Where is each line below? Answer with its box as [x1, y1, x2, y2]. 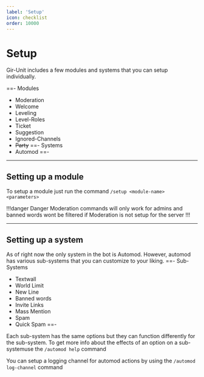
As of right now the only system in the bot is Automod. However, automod [6, 251, 191, 258]
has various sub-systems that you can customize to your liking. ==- [6, 257, 175, 265]
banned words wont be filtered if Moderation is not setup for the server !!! [6, 211, 191, 219]
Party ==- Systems [15, 142, 63, 149]
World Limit [15, 282, 44, 289]
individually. [6, 73, 36, 80]
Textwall [15, 275, 36, 283]
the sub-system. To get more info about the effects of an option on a [6, 339, 178, 346]
